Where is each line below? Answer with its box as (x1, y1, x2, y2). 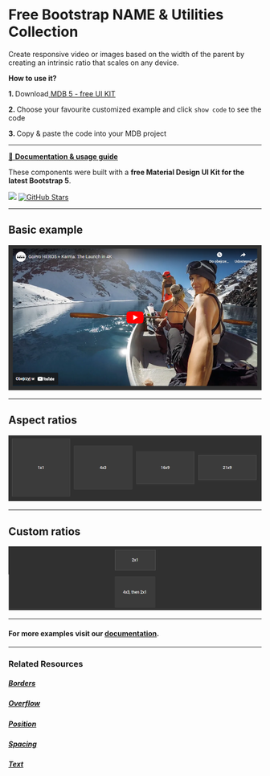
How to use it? (8, 73, 57, 83)
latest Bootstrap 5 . (8, 175, 72, 186)
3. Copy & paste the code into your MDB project (8, 129, 167, 138)
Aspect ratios (8, 414, 78, 427)
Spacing (8, 739, 38, 749)
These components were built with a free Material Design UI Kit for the (8, 167, 245, 177)
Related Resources (8, 659, 84, 670)
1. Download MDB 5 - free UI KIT (8, 88, 117, 98)
